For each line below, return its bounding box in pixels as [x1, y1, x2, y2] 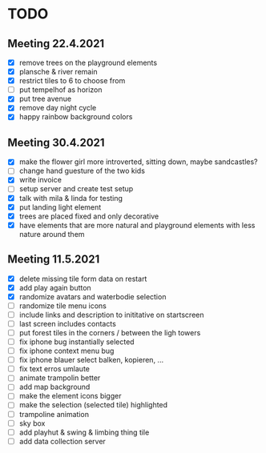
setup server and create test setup [18, 184, 134, 194]
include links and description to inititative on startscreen [18, 310, 204, 319]
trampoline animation [18, 409, 90, 419]
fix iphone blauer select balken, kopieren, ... [18, 355, 164, 365]
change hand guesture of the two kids [18, 166, 146, 176]
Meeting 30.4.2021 [7, 135, 105, 149]
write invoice [18, 175, 62, 185]
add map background [18, 382, 91, 392]
